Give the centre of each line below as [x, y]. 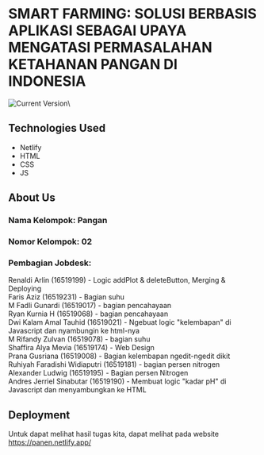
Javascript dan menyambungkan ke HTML [77, 390]
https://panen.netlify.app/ [50, 442]
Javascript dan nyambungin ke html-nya [74, 331]
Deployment [39, 415]
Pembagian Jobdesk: [50, 263]
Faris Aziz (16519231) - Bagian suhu [67, 297]
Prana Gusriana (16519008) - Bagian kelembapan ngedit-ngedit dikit [119, 356]
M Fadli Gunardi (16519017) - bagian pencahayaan [90, 306]
